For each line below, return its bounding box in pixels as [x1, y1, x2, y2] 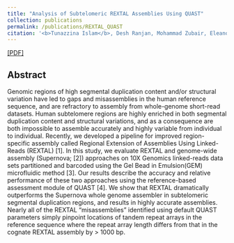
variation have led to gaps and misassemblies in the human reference [7, 95, 207, 103]
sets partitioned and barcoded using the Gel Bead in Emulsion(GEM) [7, 162, 203, 170]
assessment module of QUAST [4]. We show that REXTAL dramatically [7, 184, 209, 192]
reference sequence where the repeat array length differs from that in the [7, 221, 218, 229]
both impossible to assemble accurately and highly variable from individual [7, 125, 222, 133]
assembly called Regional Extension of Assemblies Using [31, 139, 196, 148]
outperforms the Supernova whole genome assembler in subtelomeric [7, 191, 209, 199]
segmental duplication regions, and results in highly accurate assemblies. [7, 198, 218, 207]
